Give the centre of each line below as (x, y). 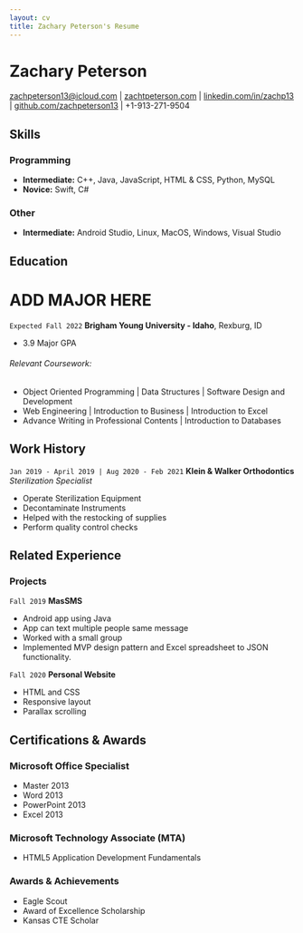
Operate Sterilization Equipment (82, 498)
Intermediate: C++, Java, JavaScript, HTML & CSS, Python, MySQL (149, 180)
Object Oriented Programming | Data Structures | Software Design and (153, 392)
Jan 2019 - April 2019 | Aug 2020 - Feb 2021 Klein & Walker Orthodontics (152, 471)
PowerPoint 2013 (54, 805)
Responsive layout (57, 702)
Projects (28, 581)
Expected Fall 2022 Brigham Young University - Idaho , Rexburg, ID (136, 325)
